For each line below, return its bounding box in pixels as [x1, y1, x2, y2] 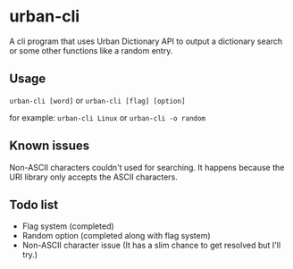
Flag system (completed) [21, 221, 114, 231]
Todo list [9, 197, 59, 212]
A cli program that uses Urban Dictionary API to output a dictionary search [9, 36, 283, 46]
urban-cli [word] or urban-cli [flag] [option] [9, 95, 186, 105]
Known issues [9, 139, 90, 154]
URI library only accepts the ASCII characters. [9, 172, 179, 182]
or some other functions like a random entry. [9, 45, 173, 55]
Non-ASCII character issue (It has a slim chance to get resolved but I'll [21, 240, 281, 251]
